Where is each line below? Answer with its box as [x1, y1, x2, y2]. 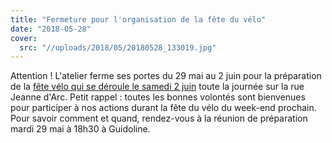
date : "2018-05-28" [10, 24, 92, 34]
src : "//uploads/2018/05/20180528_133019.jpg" [19, 42, 217, 53]
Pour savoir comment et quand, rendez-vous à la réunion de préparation [10, 112, 308, 125]
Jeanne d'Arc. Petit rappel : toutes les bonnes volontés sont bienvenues [10, 91, 306, 103]
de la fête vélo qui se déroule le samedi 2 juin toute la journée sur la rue [10, 81, 305, 93]
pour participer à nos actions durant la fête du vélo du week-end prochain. [10, 102, 317, 114]
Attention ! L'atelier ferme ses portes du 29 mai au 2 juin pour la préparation [10, 70, 322, 82]
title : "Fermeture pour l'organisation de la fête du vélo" [10, 14, 267, 25]
